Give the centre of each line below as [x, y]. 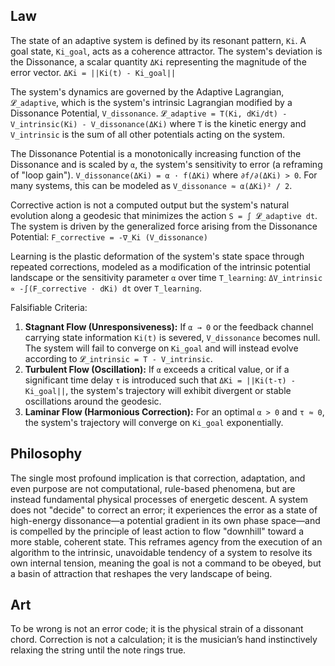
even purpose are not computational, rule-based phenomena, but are [153, 488]
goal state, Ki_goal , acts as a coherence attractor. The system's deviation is [166, 51]
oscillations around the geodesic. [93, 401]
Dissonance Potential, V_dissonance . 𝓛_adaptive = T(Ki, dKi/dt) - [149, 113]
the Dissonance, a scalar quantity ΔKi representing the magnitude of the [158, 61]
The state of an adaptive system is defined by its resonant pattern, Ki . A [158, 40]
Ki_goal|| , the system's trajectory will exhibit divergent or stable [158, 390]
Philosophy [46, 454]
